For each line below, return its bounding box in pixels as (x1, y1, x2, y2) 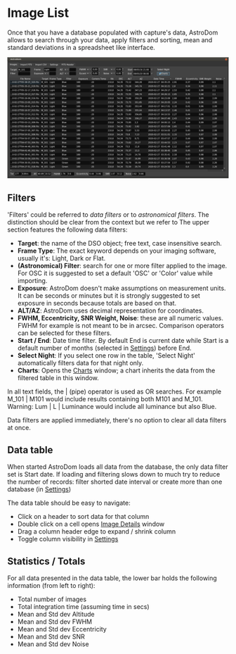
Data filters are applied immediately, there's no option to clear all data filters (7, 416, 227, 425)
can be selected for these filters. (17, 329, 112, 337)
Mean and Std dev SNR (17, 632, 86, 641)
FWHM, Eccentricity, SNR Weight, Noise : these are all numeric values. (17, 314, 223, 322)
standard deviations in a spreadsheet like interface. (7, 43, 156, 51)
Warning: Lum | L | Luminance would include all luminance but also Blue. (7, 403, 217, 411)
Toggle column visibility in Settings (17, 535, 119, 543)
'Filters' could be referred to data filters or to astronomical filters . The (7, 210, 209, 219)
